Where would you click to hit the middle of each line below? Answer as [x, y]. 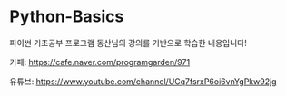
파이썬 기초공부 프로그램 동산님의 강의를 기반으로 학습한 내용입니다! [128, 43]
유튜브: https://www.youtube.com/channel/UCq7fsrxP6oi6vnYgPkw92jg [143, 81]
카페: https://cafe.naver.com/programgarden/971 [100, 62]
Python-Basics [67, 17]
